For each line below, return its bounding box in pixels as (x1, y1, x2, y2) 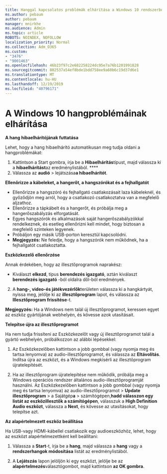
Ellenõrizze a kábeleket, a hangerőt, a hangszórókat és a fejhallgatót (5, 180, 149, 186)
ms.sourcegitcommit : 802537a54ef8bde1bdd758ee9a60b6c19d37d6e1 (5, 68, 139, 73)
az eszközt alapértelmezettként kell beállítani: (5, 434, 98, 440)
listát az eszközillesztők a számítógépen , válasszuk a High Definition (12, 398, 158, 404)
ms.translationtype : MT (5, 72, 55, 77)
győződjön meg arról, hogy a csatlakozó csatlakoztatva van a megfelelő (12, 195, 160, 201)
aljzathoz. (12, 200, 32, 206)
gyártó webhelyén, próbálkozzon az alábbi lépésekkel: (5, 336, 117, 342)
